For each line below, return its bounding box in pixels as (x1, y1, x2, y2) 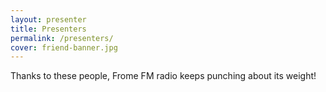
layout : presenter (10, 14, 87, 25)
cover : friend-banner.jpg (10, 42, 118, 53)
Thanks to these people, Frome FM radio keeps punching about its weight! (10, 70, 317, 82)
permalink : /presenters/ (10, 33, 114, 43)
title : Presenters (10, 24, 87, 34)
